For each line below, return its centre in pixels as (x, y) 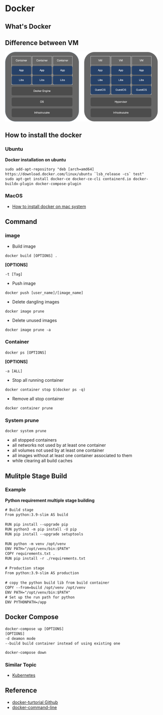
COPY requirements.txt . (30, 553)
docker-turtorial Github (35, 702)
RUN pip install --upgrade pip (37, 524)
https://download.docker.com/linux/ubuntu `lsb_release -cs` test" (75, 174)
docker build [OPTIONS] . (31, 255)
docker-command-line (34, 707)
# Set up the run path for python (40, 597)
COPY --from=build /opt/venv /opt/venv (45, 587)
